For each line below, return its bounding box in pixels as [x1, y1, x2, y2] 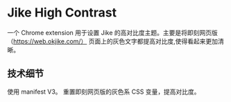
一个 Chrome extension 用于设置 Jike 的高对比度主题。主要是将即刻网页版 [7, 28, 219, 37]
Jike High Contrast [7, 5, 117, 21]
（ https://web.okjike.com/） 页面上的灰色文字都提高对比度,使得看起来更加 [7, 37, 219, 45]
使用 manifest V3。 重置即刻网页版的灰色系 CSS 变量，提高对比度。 [7, 88, 200, 96]
